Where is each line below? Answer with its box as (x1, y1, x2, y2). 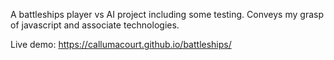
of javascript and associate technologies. (10, 19, 180, 31)
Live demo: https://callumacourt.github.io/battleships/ (10, 39, 232, 50)
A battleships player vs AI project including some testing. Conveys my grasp (10, 9, 324, 20)
